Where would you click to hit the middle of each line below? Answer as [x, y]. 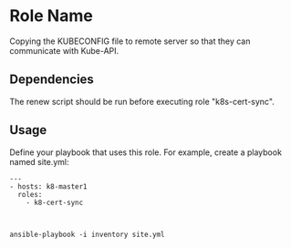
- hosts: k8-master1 [49, 186]
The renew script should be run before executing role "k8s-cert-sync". [142, 101]
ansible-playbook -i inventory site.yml [88, 234]
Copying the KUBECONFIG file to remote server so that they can [130, 41]
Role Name [51, 16]
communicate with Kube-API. [64, 50]
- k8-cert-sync [55, 202]
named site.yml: [40, 161]
